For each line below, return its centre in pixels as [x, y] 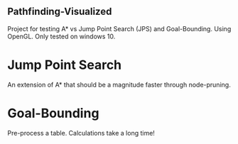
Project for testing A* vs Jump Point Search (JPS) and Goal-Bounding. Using [119, 28]
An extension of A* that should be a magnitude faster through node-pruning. [119, 84]
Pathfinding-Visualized [60, 12]
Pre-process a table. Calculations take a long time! [81, 133]
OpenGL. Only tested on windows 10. [61, 36]
